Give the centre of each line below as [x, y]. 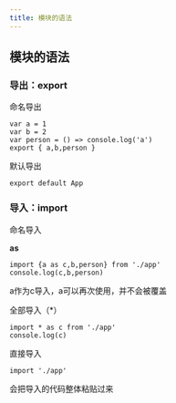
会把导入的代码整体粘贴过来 [62, 388]
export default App [47, 183]
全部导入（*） [36, 310]
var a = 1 [28, 124]
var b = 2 [28, 132]
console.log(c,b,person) [57, 273]
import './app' [38, 370]
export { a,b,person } [52, 148]
